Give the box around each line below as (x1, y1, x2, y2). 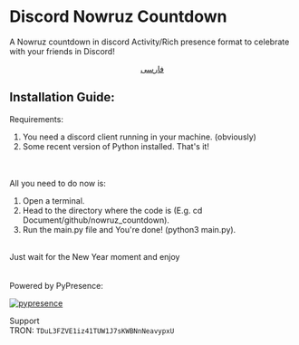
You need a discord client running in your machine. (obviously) (22, 131, 256, 142)
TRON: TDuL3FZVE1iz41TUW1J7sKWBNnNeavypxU (9, 324, 175, 336)
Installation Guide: (9, 90, 115, 105)
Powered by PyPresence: (9, 280, 104, 291)
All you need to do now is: (9, 177, 106, 188)
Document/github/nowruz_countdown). (22, 215, 170, 225)
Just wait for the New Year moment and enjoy (9, 251, 180, 262)
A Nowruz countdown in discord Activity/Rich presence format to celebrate (9, 36, 290, 47)
